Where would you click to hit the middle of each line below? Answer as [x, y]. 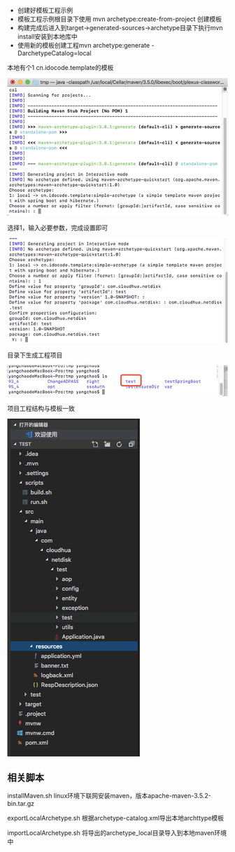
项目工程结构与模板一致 [41, 408]
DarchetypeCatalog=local [55, 53]
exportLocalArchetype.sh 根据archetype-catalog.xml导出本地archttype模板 [116, 818]
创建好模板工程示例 [45, 10]
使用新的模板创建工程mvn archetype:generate [84, 45]
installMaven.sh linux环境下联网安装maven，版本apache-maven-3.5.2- [109, 796]
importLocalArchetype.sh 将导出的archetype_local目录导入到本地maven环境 [117, 833]
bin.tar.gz [21, 804]
